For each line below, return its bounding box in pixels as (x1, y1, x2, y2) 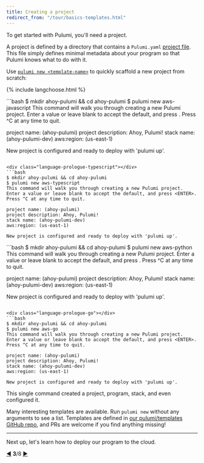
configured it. (6, 396, 40, 404)
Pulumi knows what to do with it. (6, 56, 87, 63)
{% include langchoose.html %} (6, 86, 86, 93)
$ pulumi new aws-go (6, 326, 59, 332)
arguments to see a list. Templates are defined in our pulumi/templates (6, 414, 183, 422)
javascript (6, 104, 32, 111)
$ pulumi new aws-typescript (6, 180, 80, 186)
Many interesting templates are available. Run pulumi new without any (6, 408, 180, 415)
